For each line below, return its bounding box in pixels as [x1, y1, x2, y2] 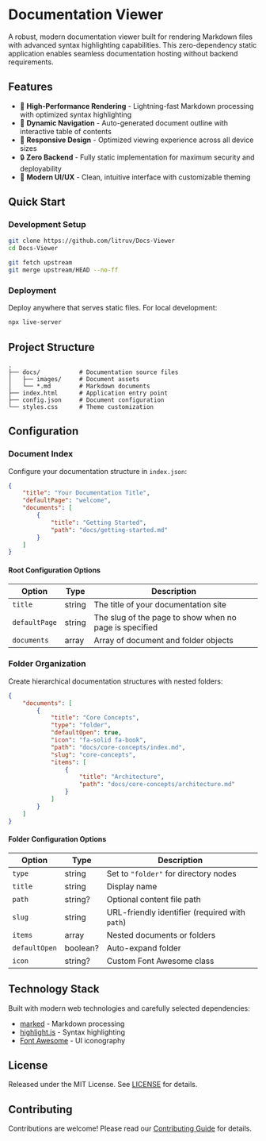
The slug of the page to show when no [93, 611, 237, 623]
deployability [19, 164, 62, 173]
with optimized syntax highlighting [19, 110, 132, 119]
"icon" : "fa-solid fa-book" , [50, 736, 147, 744]
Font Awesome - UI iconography [19, 1035, 126, 1045]
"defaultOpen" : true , [50, 729, 123, 737]
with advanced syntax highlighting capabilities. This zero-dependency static [8, 40, 257, 49]
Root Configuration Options [8, 565, 101, 575]
